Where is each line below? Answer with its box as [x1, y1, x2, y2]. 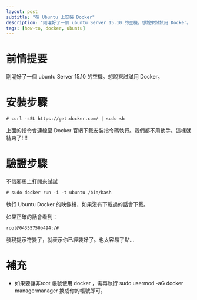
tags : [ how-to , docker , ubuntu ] [6, 25, 85, 31]
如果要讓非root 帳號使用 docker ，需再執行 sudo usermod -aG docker [14, 280, 183, 286]
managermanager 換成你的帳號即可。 [14, 287, 106, 294]
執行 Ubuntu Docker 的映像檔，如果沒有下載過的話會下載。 [6, 201, 149, 208]
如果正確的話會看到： [6, 213, 58, 220]
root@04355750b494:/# [6, 225, 59, 231]
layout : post [6, 8, 38, 15]
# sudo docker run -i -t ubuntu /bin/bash [6, 190, 112, 195]
